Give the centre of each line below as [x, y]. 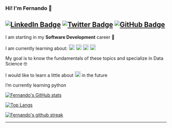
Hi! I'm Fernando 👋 [29, 8]
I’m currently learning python [36, 85]
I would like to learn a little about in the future [56, 75]
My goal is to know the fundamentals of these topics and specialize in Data [84, 58]
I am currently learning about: [37, 48]
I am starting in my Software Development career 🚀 [60, 37]
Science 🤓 [16, 63]
